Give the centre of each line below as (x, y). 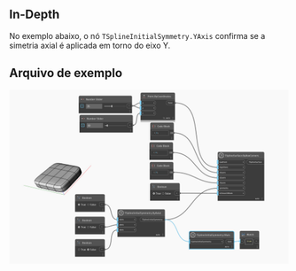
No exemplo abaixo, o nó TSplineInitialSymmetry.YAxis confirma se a (137, 35)
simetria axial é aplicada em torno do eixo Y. (90, 45)
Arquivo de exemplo (66, 73)
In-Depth (35, 15)
